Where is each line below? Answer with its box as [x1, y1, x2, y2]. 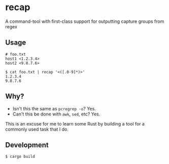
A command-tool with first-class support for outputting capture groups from [5, 18, 164, 24]
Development [5, 141, 49, 149]
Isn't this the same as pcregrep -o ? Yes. [12, 105, 96, 111]
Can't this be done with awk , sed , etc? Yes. [12, 111, 100, 117]
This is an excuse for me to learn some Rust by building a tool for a [5, 120, 145, 127]
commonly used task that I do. [5, 126, 69, 132]
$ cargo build [5, 154, 36, 159]
